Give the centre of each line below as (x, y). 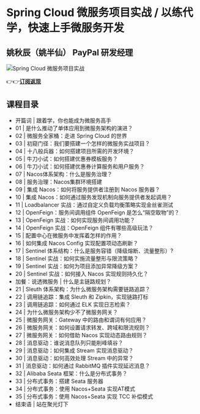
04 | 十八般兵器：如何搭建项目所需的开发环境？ (75, 151)
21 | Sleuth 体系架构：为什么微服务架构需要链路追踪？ (83, 289)
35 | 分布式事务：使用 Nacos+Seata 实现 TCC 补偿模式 (84, 396)
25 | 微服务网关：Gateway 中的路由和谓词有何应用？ (81, 320)
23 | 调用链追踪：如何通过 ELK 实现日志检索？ (73, 304)
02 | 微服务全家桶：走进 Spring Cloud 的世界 (71, 136)
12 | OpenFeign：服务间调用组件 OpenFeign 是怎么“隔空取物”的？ (97, 212)
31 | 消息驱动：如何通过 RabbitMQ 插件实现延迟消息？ (83, 366)
